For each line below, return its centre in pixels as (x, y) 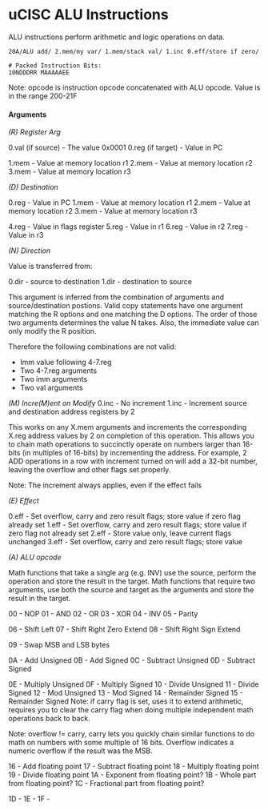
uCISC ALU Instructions (89, 15)
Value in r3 (26, 235)
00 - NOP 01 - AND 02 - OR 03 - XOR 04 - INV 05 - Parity (103, 614)
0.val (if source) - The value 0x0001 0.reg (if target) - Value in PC (116, 148)
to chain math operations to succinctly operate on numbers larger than (125, 444)
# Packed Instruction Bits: (55, 66)
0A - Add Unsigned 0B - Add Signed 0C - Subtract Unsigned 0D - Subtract (132, 660)
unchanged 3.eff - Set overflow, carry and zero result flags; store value (125, 542)
